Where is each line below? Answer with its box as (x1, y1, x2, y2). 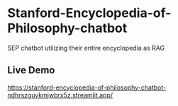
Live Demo (7, 64, 55, 76)
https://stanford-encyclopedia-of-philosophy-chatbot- (7, 83, 167, 92)
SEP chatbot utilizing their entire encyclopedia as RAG (7, 43, 165, 52)
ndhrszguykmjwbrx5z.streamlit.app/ (7, 90, 113, 99)
